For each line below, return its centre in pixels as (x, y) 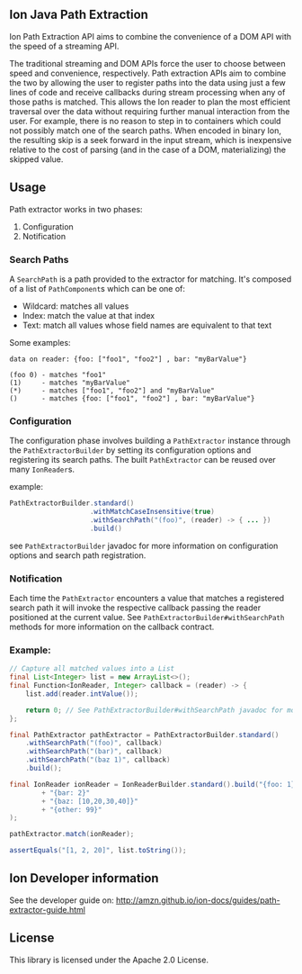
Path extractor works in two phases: (76, 209)
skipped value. (36, 159)
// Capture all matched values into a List (92, 669)
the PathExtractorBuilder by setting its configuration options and (130, 450)
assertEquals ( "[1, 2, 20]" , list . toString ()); (98, 851)
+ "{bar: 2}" (66, 793)
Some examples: (40, 342)
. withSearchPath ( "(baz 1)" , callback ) (98, 760)
